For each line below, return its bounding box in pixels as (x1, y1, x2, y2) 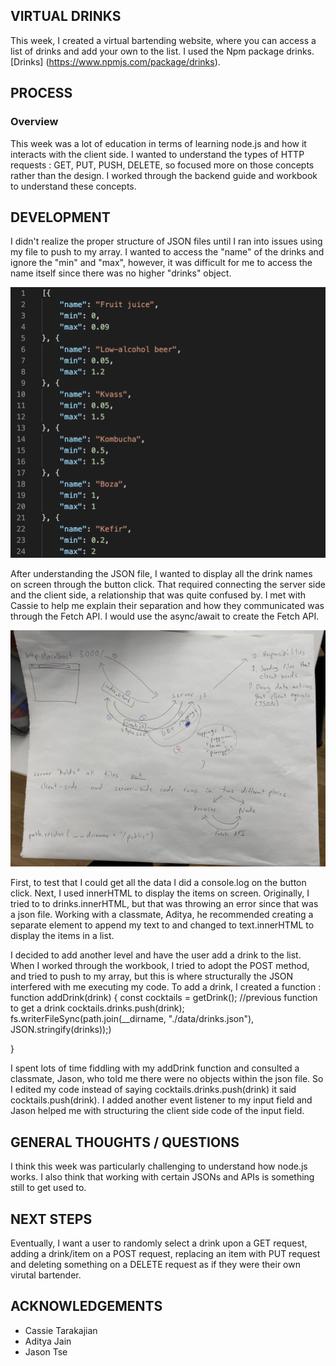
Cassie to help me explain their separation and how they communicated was (10, 600, 325, 612)
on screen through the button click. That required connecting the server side (10, 579, 326, 591)
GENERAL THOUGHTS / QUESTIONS (10, 1134, 240, 1151)
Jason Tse (24, 1345, 68, 1358)
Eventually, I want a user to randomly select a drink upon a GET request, (10, 1237, 308, 1249)
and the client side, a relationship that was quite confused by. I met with (10, 589, 306, 601)
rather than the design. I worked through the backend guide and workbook (10, 169, 318, 181)
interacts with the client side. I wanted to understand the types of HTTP (10, 148, 305, 160)
